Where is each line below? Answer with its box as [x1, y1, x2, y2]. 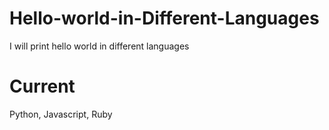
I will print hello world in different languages [9, 40, 190, 52]
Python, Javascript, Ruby [9, 108, 113, 120]
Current [9, 75, 76, 98]
